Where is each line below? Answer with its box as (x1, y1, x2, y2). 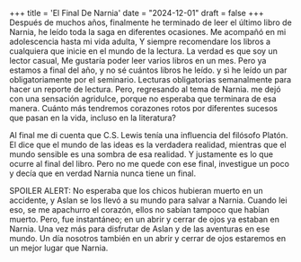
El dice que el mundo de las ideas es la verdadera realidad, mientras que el (9, 139, 287, 150)
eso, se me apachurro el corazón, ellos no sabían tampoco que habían (9, 205, 270, 214)
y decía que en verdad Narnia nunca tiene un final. (9, 168, 197, 179)
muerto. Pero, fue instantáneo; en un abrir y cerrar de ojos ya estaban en (9, 214, 280, 224)
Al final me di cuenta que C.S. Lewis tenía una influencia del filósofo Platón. (9, 130, 288, 140)
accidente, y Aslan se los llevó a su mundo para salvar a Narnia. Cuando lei (9, 195, 288, 205)
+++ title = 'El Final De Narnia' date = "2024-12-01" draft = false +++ (9, 8, 264, 18)
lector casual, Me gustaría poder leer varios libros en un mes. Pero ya (9, 56, 267, 65)
